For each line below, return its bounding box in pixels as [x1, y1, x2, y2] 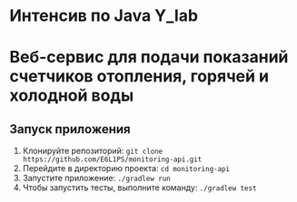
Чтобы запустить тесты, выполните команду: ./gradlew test [22, 182, 257, 193]
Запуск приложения [9, 121, 131, 137]
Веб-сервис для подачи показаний [9, 47, 289, 68]
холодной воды [9, 85, 134, 106]
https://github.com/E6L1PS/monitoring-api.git [22, 155, 203, 164]
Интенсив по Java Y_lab [9, 5, 198, 26]
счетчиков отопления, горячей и [9, 66, 270, 87]
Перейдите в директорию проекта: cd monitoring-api [22, 163, 230, 174]
